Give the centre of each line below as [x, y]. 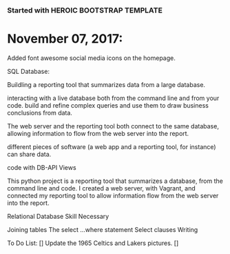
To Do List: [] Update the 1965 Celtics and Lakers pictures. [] [93, 243]
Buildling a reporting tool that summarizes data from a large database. [106, 84]
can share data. [29, 154]
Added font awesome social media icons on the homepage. [91, 58]
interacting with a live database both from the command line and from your [113, 98]
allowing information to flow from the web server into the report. [98, 133]
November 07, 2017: [65, 39]
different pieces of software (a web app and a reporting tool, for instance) [112, 146]
